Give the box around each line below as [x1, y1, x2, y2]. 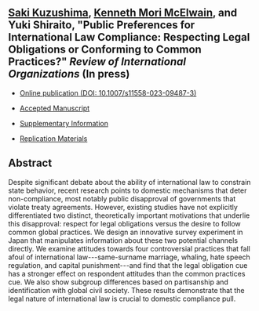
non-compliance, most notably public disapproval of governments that [8, 193, 236, 203]
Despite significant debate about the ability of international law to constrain [8, 177, 251, 186]
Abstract [8, 157, 53, 170]
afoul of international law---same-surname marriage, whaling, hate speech [8, 252, 251, 262]
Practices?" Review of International [8, 55, 187, 69]
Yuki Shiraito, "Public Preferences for [8, 19, 195, 32]
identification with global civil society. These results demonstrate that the [8, 285, 245, 295]
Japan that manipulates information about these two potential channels [8, 235, 238, 245]
